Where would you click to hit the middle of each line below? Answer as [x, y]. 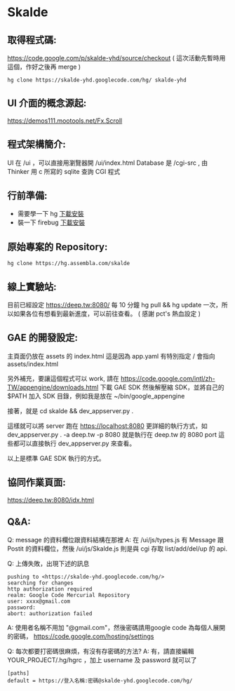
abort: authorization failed [50, 613]
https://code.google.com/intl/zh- [168, 378]
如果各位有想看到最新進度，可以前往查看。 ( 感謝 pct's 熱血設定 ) [107, 314]
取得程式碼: [32, 40]
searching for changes [40, 583]
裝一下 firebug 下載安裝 [51, 222]
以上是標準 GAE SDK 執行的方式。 [56, 458]
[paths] [19, 673]
